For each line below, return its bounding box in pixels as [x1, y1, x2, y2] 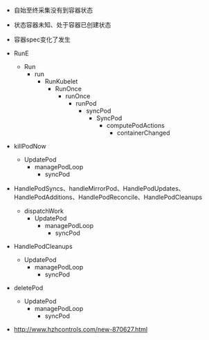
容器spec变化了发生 [13, 35, 71, 44]
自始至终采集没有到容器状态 [13, 6, 93, 14]
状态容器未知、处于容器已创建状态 [13, 21, 111, 29]
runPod [75, 100, 97, 107]
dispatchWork [24, 207, 64, 215]
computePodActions [106, 122, 165, 129]
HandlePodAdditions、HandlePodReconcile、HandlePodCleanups [13, 193, 203, 201]
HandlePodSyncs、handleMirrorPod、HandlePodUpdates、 [13, 185, 185, 192]
